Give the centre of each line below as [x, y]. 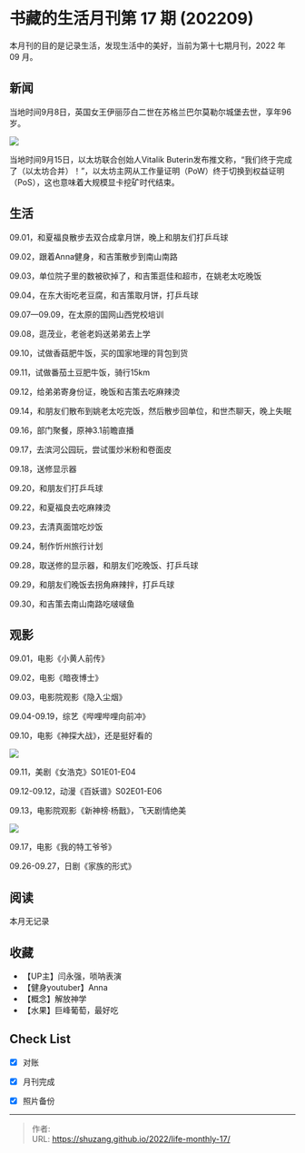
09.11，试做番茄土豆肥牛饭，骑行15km [80, 372]
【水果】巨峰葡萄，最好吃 [70, 1010]
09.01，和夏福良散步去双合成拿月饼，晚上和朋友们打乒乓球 [119, 237]
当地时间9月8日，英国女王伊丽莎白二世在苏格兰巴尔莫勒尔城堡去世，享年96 [151, 112]
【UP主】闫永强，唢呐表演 [72, 976]
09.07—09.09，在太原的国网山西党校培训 [87, 314]
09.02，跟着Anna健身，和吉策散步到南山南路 [94, 256]
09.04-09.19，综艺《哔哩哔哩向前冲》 [80, 716]
